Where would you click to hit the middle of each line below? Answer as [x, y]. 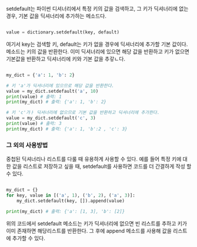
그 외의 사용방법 [27, 145]
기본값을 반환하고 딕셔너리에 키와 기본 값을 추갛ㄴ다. [66, 59]
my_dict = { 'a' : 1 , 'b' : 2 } [41, 75]
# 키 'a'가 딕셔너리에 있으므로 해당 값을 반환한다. [60, 86]
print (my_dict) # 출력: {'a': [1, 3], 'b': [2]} [66, 211]
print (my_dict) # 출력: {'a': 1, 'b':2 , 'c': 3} [67, 129]
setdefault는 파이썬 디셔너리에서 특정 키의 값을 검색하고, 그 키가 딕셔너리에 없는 [97, 9]
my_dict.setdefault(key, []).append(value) [71, 201]
